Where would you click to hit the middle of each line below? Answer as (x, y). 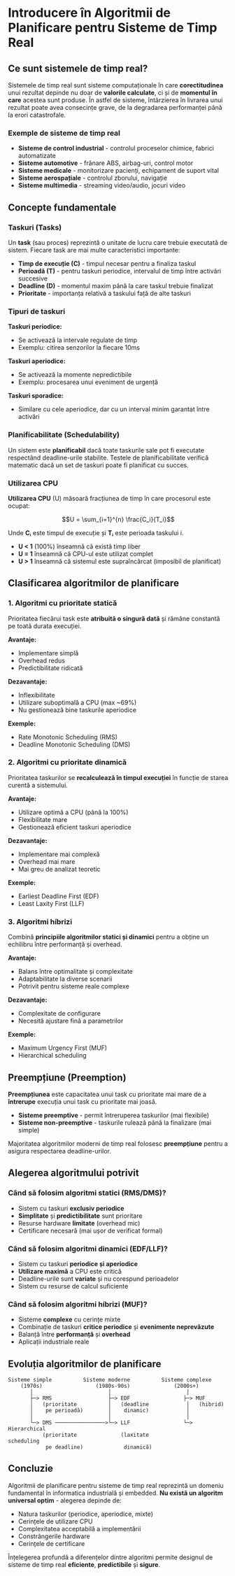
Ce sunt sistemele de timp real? (78, 68)
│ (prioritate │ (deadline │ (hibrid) (127, 1405)
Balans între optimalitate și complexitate (76, 972)
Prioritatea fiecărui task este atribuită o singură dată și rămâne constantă (114, 618)
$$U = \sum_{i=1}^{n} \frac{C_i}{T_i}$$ (118, 519)
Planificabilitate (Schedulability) (64, 435)
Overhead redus (42, 660)
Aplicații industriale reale (54, 1342)
